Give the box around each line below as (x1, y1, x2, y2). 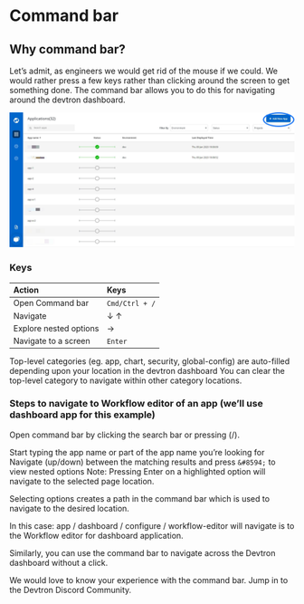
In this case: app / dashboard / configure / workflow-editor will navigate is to (9, 520, 295, 531)
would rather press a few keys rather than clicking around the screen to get (9, 75, 290, 86)
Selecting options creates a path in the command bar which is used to (9, 493, 270, 503)
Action (13, 284, 39, 295)
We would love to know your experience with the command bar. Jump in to (9, 574, 289, 585)
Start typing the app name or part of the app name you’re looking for (9, 446, 265, 457)
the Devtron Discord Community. (9, 584, 132, 595)
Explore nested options (13, 322, 100, 333)
